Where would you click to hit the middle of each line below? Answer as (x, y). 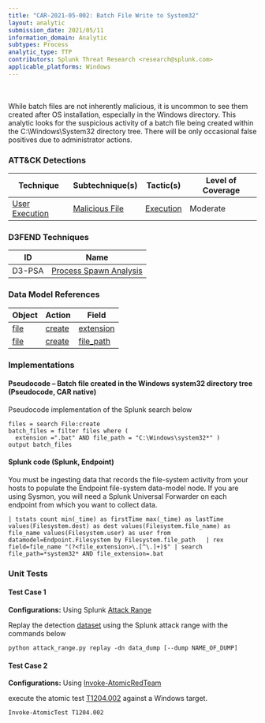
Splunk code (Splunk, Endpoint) (61, 462)
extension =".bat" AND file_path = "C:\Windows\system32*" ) (118, 438)
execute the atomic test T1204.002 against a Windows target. (108, 699)
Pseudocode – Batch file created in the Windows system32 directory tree (131, 384)
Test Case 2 (28, 665)
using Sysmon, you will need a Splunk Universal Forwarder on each (118, 496)
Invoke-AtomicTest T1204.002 (56, 713)
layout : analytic (37, 23)
